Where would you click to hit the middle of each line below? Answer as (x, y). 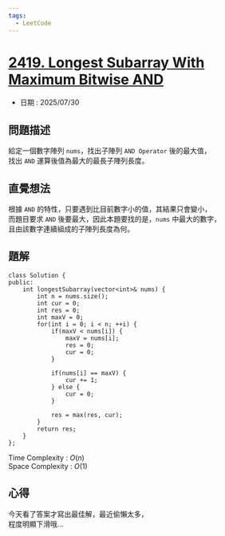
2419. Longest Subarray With (107, 63)
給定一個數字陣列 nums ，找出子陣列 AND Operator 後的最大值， (110, 151)
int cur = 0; (59, 303)
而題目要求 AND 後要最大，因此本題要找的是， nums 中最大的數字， (114, 219)
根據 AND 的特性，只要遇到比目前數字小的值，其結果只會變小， (110, 209)
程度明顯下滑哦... (36, 524)
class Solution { (37, 275)
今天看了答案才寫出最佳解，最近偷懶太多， (78, 514)
